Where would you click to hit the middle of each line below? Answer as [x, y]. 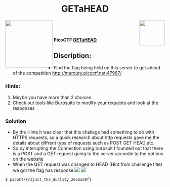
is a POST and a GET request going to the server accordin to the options [88, 153]
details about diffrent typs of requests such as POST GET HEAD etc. [83, 143]
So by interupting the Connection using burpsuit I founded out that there [88, 148]
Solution [16, 121]
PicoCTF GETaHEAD [75, 40]
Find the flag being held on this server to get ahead [107, 68]
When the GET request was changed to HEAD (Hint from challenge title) [88, 164]
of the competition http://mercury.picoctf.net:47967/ [67, 73]
